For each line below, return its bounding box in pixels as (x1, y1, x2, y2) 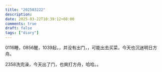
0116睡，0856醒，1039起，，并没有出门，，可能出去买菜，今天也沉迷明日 (5, 45, 153, 50)
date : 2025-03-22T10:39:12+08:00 (5, 16, 75, 21)
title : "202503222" (5, 7, 46, 12)
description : (5, 12, 32, 17)
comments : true (5, 21, 37, 26)
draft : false (5, 26, 32, 31)
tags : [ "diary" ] (5, 30, 39, 35)
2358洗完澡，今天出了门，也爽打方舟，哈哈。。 (5, 62, 101, 67)
